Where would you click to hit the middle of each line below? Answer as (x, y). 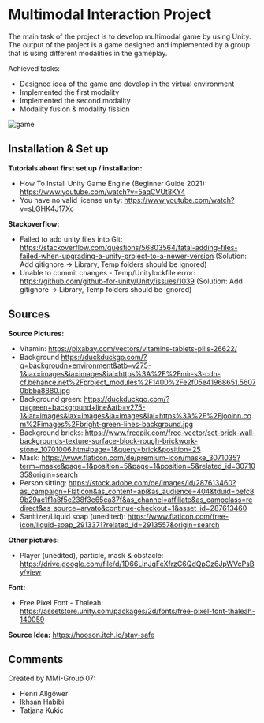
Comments (36, 659)
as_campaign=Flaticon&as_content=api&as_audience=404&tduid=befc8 (137, 491)
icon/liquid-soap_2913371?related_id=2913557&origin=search (119, 524)
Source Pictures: (36, 333)
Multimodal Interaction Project (110, 15)
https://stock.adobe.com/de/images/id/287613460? (152, 482)
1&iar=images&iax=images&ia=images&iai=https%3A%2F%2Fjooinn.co (136, 415)
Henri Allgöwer (44, 694)
